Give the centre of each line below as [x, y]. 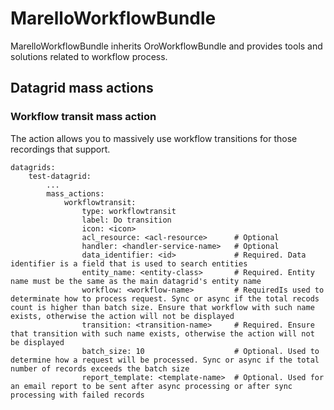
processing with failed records [77, 395]
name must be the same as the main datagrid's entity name [136, 281]
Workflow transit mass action [83, 117]
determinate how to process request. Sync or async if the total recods [165, 298]
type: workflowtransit [129, 211]
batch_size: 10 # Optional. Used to [200, 351]
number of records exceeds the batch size [100, 368]
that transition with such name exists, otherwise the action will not [162, 333]
